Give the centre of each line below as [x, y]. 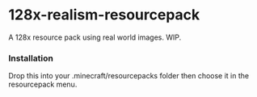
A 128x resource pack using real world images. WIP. [95, 37]
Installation [31, 58]
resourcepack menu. [43, 84]
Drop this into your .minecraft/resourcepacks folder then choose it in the [128, 76]
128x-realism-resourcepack [104, 15]
